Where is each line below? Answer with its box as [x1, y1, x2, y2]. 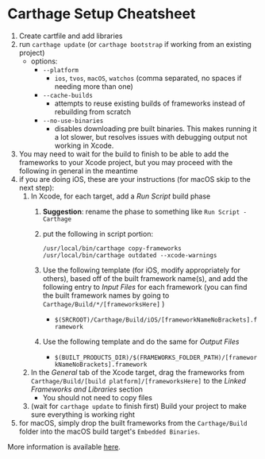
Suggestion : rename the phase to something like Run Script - [42, 206, 248, 216]
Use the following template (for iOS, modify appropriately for [42, 265, 241, 275]
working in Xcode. [54, 141, 114, 150]
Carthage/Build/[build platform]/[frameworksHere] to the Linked [30, 376, 247, 385]
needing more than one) [54, 81, 134, 91]
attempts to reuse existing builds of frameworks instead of [54, 98, 245, 108]
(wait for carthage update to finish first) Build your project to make [30, 401, 247, 411]
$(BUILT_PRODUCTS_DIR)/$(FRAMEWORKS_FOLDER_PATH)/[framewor [54, 353, 258, 361]
